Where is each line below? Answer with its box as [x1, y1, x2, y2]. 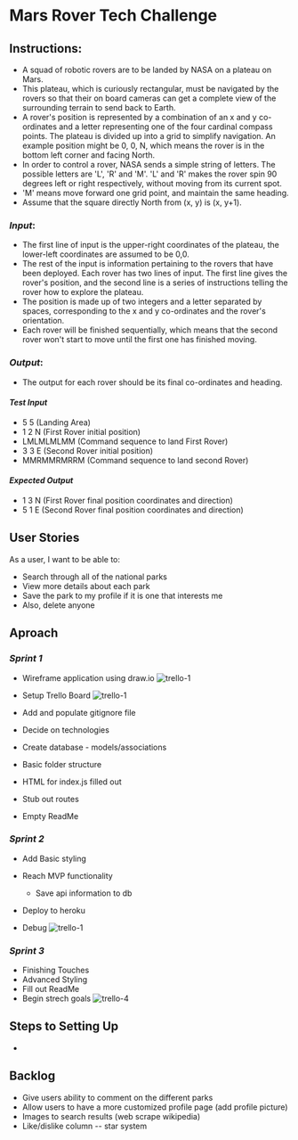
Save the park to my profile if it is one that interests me [21, 590, 223, 601]
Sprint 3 [9, 944, 44, 956]
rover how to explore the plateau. [21, 287, 144, 298]
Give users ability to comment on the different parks [21, 1092, 213, 1103]
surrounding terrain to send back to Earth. [21, 103, 176, 112]
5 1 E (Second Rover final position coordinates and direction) [21, 504, 245, 515]
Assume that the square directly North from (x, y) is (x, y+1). [21, 197, 242, 208]
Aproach [9, 626, 59, 641]
